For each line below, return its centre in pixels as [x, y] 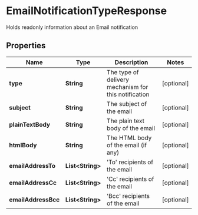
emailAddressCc [33, 183]
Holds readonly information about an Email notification [72, 27]
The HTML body [129, 138]
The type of [123, 72]
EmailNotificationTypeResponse [86, 11]
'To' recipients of [130, 162]
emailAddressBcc [34, 200]
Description [131, 62]
